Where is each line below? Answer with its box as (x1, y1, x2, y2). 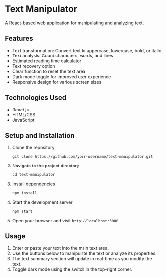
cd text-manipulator (12, 172, 55, 177)
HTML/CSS (12, 111, 36, 117)
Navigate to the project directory (12, 163, 80, 169)
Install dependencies (12, 181, 56, 187)
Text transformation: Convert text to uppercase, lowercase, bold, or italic (12, 47, 162, 53)
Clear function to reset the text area (12, 68, 85, 74)
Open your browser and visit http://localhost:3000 (12, 218, 119, 223)
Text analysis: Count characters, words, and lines (12, 53, 113, 58)
